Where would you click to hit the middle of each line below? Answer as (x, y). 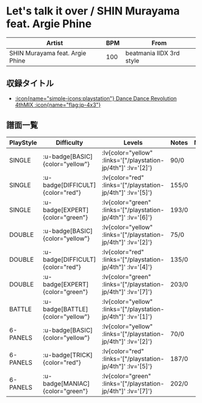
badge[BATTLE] (66, 309)
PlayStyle (23, 143)
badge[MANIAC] (66, 383)
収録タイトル (30, 83)
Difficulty (69, 143)
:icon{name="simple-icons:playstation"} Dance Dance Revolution (96, 98)
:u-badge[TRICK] (68, 355)
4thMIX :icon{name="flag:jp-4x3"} (58, 105)
